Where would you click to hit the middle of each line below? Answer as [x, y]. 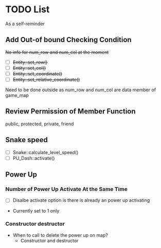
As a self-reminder [25, 24]
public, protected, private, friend [40, 124]
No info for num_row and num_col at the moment [57, 52]
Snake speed [26, 140]
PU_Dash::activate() [34, 158]
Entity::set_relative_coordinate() [46, 79]
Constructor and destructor [49, 240]
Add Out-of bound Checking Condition [69, 40]
